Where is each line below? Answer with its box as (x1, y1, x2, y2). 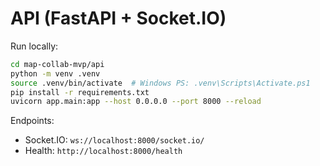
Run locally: (10, 40, 59, 52)
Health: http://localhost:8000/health (24, 145, 183, 157)
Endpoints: (10, 115, 55, 127)
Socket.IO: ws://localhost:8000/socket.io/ (24, 134, 205, 146)
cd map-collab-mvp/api (10, 59, 105, 69)
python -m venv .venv (10, 68, 101, 79)
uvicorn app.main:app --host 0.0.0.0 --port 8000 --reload (10, 97, 262, 107)
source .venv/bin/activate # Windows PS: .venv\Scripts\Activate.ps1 (10, 78, 311, 88)
